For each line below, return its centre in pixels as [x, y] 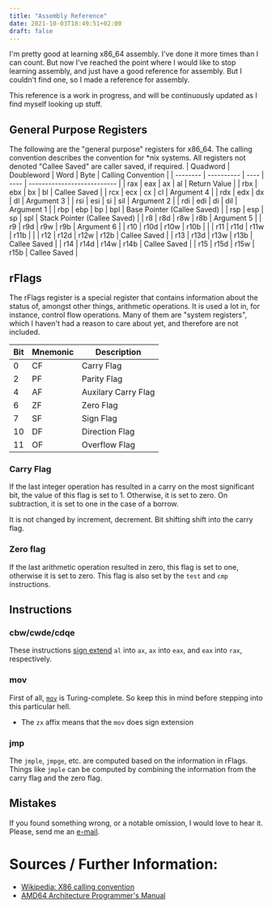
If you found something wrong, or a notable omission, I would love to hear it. [136, 823]
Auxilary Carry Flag [118, 392]
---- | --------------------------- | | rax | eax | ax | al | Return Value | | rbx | [133, 184]
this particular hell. [40, 706]
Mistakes [33, 803]
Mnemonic [53, 352]
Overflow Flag [108, 445]
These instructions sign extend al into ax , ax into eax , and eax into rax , [126, 650]
